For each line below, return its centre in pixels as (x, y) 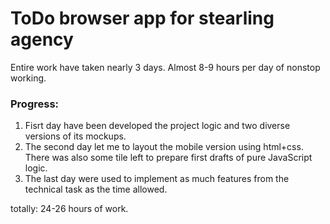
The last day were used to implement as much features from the (157, 179)
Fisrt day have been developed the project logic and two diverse (157, 126)
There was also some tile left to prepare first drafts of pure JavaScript (168, 158)
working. (28, 78)
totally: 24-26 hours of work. (69, 209)
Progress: (35, 104)
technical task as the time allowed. (96, 189)
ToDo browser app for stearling (142, 18)
